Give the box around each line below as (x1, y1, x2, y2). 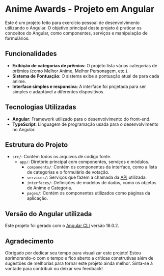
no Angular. (12, 126, 36, 132)
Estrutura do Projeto (5, 140, 68, 149)
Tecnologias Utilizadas (5, 103, 77, 111)
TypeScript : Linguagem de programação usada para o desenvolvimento (12, 121, 159, 127)
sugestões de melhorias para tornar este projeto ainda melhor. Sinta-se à (5, 260, 153, 266)
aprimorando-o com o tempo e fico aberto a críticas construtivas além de (5, 255, 154, 261)
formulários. (5, 35, 30, 41)
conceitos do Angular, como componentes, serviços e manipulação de (5, 30, 148, 36)
